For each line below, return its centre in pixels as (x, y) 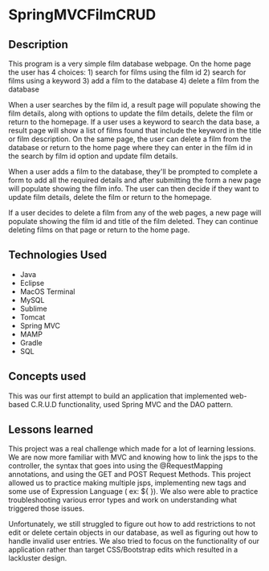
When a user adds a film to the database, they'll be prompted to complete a (133, 171)
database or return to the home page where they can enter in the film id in (130, 147)
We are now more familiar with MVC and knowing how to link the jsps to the (133, 457)
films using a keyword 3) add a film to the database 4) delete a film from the (134, 81)
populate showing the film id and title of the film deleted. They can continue (133, 221)
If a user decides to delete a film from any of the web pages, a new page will (135, 213)
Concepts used (47, 376)
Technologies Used (57, 255)
